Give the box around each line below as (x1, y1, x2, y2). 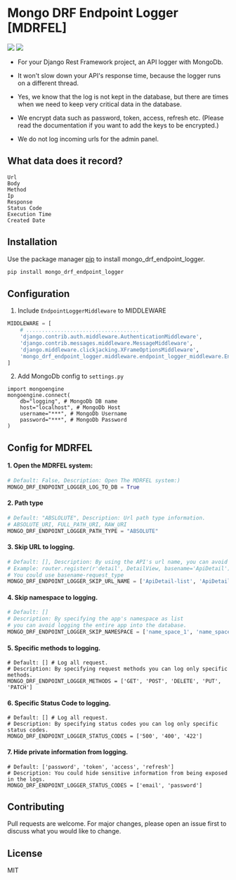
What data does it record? (7, 155, 123, 167)
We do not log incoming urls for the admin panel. (17, 134, 159, 143)
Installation (7, 236, 58, 248)
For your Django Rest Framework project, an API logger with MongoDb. (17, 58, 223, 66)
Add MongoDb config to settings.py (17, 372, 124, 381)
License (7, 847, 43, 860)
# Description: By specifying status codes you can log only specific (7, 720, 218, 728)
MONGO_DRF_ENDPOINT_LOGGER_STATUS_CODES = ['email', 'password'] (7, 781, 202, 789)
